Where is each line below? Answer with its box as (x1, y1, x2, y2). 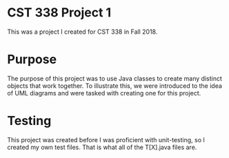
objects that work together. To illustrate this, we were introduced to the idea (7, 81, 223, 90)
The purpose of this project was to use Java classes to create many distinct (7, 74, 223, 82)
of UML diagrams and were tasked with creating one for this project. (7, 89, 201, 97)
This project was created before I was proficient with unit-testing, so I (7, 135, 205, 144)
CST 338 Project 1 (7, 5, 112, 21)
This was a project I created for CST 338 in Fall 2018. (7, 27, 158, 36)
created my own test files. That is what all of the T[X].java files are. (7, 143, 197, 151)
